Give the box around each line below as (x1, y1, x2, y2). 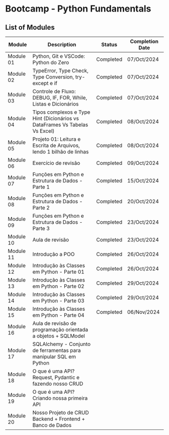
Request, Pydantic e (32, 374, 79, 381)
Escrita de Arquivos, (32, 142, 80, 149)
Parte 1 (32, 184, 50, 190)
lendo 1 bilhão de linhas (32, 148, 89, 155)
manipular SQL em (32, 353, 76, 360)
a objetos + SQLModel (32, 332, 86, 339)
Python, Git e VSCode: (32, 53, 86, 59)
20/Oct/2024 (127, 198, 159, 205)
